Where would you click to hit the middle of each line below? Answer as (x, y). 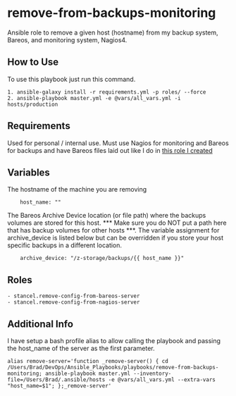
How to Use (33, 62)
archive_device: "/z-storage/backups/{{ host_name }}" (102, 259)
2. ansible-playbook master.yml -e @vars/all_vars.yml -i (94, 98)
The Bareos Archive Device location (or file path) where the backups (107, 216)
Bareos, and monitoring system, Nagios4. (67, 39)
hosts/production (33, 104)
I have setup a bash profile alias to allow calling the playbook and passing (114, 341)
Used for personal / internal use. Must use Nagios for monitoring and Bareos (118, 143)
